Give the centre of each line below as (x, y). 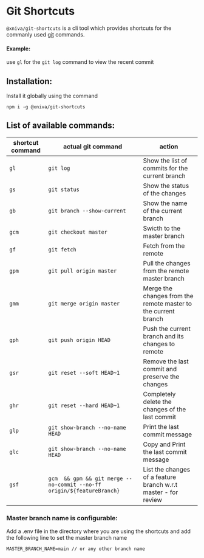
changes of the (165, 409)
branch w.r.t (160, 484)
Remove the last (166, 361)
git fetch (63, 249)
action (169, 146)
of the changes (165, 193)
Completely (159, 394)
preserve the (161, 377)
